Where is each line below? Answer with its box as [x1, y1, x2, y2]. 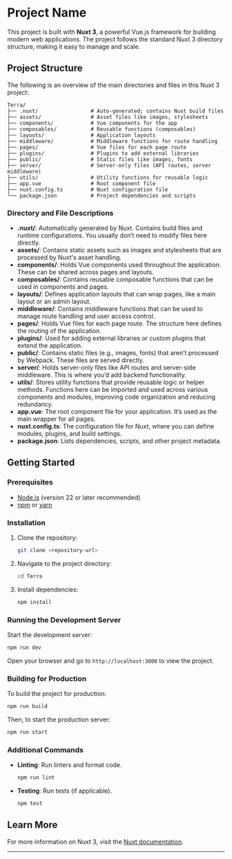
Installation [7, 518, 46, 527]
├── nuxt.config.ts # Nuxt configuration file [7, 186, 168, 193]
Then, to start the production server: [7, 715, 110, 724]
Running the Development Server [7, 615, 122, 625]
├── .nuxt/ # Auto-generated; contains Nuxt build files [7, 107, 224, 115]
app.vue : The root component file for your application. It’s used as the [17, 408, 217, 416]
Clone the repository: [17, 534, 78, 542]
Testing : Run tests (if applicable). [17, 786, 113, 795]
